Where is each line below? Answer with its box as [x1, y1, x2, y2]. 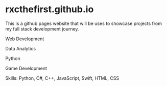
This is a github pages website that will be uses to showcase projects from [5, 20, 162, 26]
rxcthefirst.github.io [5, 4, 94, 15]
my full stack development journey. [5, 25, 79, 32]
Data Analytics [5, 45, 36, 51]
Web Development [5, 36, 44, 42]
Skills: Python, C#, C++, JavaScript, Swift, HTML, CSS [5, 75, 119, 81]
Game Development [5, 65, 47, 71]
